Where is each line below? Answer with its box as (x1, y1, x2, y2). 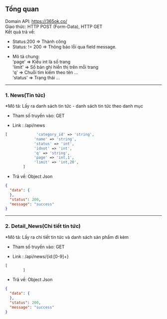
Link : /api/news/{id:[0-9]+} (12, 253, 69, 259)
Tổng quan (5, 5, 39, 13)
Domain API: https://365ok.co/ (5, 18, 68, 24)
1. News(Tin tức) (5, 92, 46, 99)
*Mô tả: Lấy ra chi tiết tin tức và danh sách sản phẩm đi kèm (5, 234, 129, 240)
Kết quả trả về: (5, 28, 35, 35)
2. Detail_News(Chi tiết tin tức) (5, 223, 81, 230)
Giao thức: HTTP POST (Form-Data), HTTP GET (5, 23, 103, 29)
